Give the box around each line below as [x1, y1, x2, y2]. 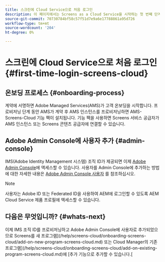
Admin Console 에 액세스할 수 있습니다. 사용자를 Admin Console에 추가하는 [5, 164, 151, 170]
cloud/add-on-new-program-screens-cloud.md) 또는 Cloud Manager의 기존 [5, 239, 158, 245]
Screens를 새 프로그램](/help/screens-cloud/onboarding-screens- [14, 233, 146, 238]
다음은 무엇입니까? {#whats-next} [5, 212, 106, 221]
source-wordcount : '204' [5, 26, 56, 30]
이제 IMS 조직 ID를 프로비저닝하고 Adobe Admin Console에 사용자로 [5, 227, 137, 233]
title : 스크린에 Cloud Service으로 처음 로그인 [5, 7, 93, 12]
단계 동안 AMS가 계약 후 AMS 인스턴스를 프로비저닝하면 [22, 109, 129, 115]
